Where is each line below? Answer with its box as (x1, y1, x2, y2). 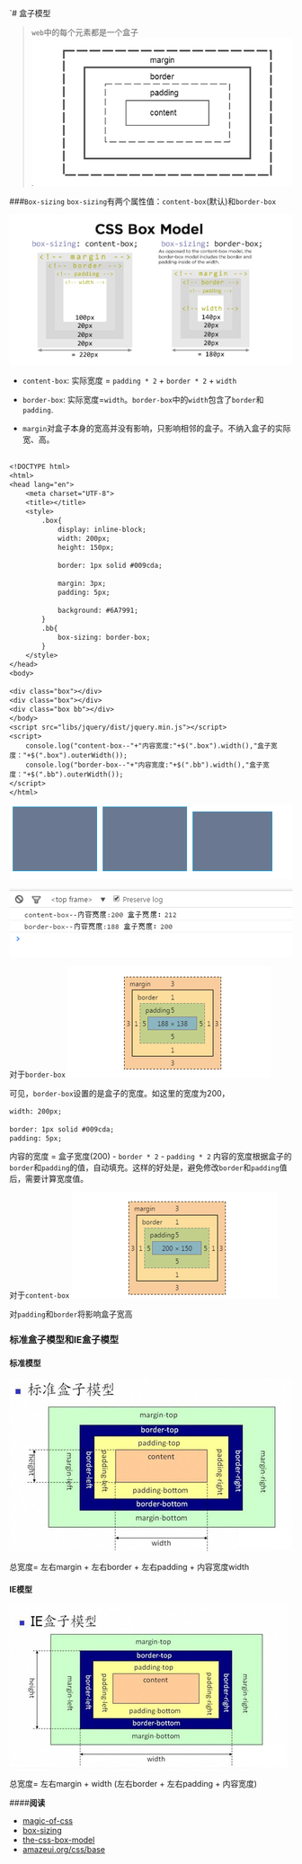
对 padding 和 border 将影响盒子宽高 (9, 1309, 133, 1319)
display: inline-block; (57, 525, 147, 534)
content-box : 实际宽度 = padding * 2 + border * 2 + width (22, 375, 237, 386)
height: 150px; (57, 543, 115, 552)
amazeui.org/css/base (22, 1843, 106, 1854)
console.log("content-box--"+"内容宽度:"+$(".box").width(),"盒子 (25, 741, 271, 750)
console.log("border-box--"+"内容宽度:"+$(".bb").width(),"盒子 (25, 760, 263, 769)
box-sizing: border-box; (57, 633, 151, 642)
